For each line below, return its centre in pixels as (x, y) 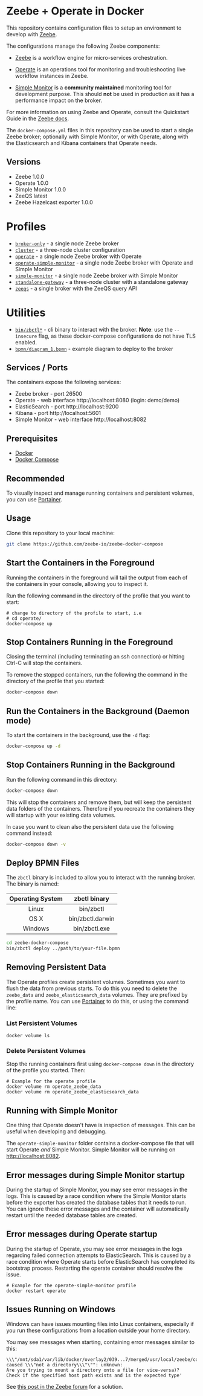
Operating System (36, 899)
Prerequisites (32, 438)
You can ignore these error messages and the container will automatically (98, 1209)
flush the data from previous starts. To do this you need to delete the (92, 988)
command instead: (29, 833)
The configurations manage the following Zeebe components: (83, 46)
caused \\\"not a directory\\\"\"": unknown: (64, 1365)
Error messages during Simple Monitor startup (96, 1175)
